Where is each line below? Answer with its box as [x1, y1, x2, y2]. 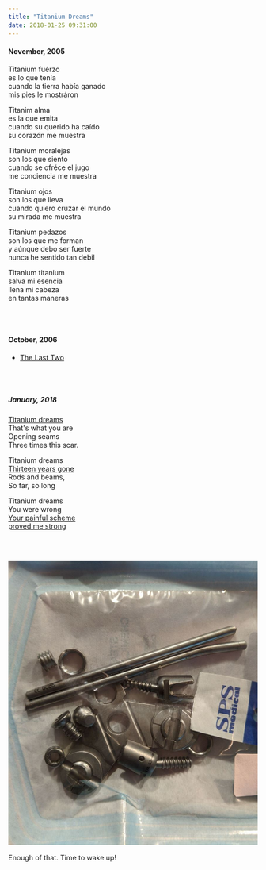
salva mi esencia [8, 276, 63, 286]
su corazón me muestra [8, 130, 85, 140]
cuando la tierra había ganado [8, 81, 106, 90]
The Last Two [19, 352, 65, 362]
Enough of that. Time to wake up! [8, 853, 117, 862]
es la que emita [8, 114, 58, 123]
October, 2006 [8, 335, 58, 345]
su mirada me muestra [8, 211, 82, 221]
